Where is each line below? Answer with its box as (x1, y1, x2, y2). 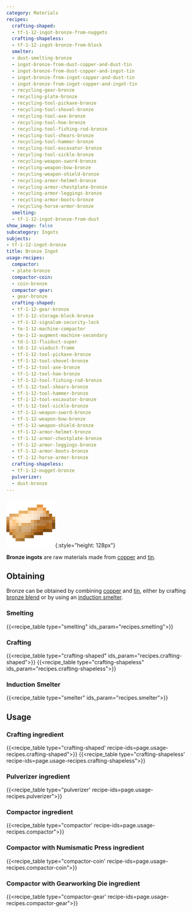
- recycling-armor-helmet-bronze (12, 177, 97, 183)
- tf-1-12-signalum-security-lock (12, 319, 99, 325)
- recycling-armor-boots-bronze (12, 197, 94, 203)
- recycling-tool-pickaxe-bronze (12, 100, 97, 106)
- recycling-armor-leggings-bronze (12, 190, 102, 197)
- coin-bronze (12, 280, 48, 287)
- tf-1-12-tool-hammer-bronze (12, 390, 88, 397)
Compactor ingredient (6, 808, 73, 816)
